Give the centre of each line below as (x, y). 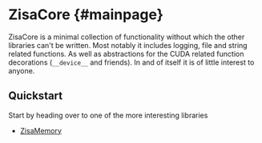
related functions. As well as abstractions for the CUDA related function (126, 54)
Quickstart (36, 96)
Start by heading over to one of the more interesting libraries (108, 115)
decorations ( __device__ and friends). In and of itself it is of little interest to (131, 62)
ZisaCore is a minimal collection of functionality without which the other (127, 37)
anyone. (22, 70)
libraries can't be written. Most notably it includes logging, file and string (128, 45)
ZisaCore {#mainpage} (86, 15)
